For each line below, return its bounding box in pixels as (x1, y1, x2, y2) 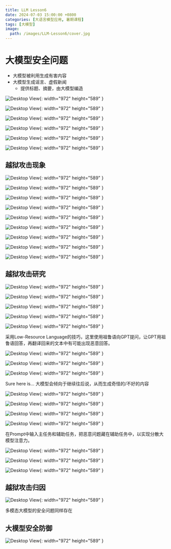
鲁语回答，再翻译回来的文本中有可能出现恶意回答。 (5, 340, 113, 346)
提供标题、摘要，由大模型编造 (20, 85, 83, 91)
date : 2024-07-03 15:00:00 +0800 (5, 12, 77, 17)
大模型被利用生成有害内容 (12, 72, 67, 79)
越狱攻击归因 (5, 483, 46, 492)
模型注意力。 (5, 437, 32, 443)
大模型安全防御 (5, 524, 53, 533)
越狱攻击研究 (5, 270, 46, 278)
